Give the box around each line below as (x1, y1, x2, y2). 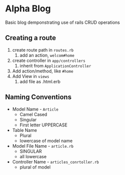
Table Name (12, 127, 37, 133)
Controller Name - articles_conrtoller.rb (12, 159, 99, 165)
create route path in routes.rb (12, 47, 74, 53)
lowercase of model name (19, 137, 73, 144)
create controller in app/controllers (12, 58, 85, 63)
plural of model (19, 164, 51, 170)
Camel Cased (19, 111, 47, 117)
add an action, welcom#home (19, 52, 75, 58)
